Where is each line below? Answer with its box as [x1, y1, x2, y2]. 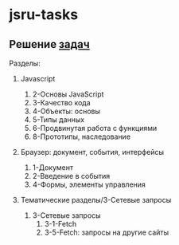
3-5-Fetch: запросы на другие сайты [44, 227, 169, 237]
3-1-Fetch [44, 219, 77, 228]
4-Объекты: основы [32, 106, 101, 116]
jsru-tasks [9, 6, 79, 24]
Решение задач [9, 38, 90, 51]
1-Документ [32, 163, 74, 172]
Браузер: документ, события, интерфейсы [20, 148, 165, 156]
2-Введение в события [32, 172, 111, 180]
